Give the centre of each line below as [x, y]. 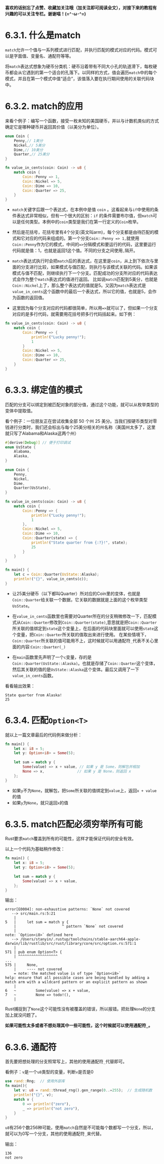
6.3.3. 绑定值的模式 [44, 390]
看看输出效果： [20, 686]
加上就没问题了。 [22, 1015]
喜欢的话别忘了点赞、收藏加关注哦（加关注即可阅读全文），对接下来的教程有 [81, 8]
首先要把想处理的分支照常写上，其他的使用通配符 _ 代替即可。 [66, 1062]
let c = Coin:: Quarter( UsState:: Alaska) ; [56, 574]
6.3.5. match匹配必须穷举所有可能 [74, 824]
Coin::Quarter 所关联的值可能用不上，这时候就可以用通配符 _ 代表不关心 [83, 640]
